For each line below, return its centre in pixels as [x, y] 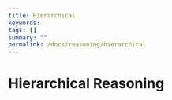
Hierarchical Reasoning [86, 84]
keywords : [24, 23]
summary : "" [28, 37]
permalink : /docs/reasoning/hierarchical [77, 45]
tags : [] [22, 30]
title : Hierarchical [42, 15]
